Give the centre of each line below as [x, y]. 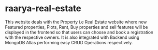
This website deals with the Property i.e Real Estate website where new [76, 22]
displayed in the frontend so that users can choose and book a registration [79, 32]
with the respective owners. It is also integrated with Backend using [72, 37]
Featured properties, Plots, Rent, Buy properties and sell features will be [77, 27]
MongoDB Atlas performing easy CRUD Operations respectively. [69, 42]
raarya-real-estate [43, 8]
